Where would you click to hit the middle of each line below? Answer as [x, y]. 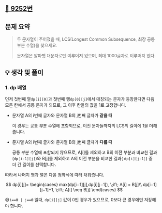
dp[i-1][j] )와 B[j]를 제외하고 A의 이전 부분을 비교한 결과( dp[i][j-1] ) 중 [83, 158]
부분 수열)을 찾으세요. [37, 46]
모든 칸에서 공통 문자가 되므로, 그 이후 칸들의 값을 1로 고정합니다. [66, 105]
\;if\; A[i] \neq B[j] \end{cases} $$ [89, 189]
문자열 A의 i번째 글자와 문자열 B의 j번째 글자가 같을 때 [62, 115]
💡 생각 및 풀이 [24, 73]
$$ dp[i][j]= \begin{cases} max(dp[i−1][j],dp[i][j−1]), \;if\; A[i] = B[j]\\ [74, 184]
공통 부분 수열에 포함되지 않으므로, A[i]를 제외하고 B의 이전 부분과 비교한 [80, 152]
